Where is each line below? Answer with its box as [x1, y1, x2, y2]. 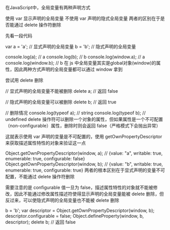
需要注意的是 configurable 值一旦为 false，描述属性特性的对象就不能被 [5, 184, 153, 191]
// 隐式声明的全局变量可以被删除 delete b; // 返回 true [5, 99, 116, 105]
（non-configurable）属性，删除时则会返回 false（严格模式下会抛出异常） [5, 122, 161, 129]
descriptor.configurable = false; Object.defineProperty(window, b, [5, 213, 144, 219]
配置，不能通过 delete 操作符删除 [5, 174, 75, 179]
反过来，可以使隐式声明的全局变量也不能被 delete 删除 [5, 197, 119, 203]
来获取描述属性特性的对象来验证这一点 [5, 140, 86, 146]
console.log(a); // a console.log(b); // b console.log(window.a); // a [5, 54, 145, 60]
